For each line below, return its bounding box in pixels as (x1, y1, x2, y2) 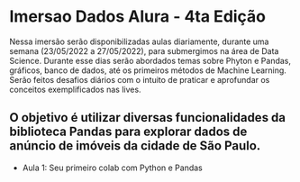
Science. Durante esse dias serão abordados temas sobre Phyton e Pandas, (9, 55, 291, 66)
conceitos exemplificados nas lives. (9, 84, 141, 95)
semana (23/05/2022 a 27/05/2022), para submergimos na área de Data (9, 45, 279, 56)
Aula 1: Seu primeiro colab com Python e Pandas (22, 162, 203, 173)
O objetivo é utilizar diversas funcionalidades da (9, 110, 286, 125)
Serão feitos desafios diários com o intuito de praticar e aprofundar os (9, 74, 270, 85)
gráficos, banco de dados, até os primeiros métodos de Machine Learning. (9, 65, 286, 76)
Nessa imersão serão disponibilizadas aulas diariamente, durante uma (9, 36, 269, 47)
